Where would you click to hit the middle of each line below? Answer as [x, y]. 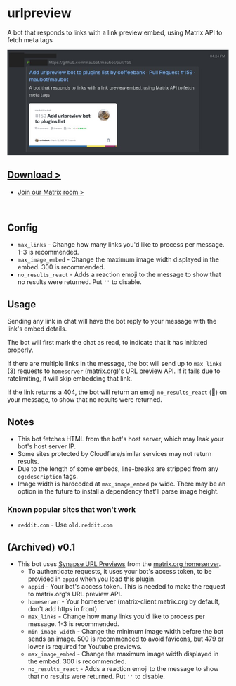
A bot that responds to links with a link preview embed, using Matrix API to [115, 32]
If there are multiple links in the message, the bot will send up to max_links [115, 364]
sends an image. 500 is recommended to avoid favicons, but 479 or [126, 639]
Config [22, 228]
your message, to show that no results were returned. [85, 400]
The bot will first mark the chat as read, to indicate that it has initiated [107, 343]
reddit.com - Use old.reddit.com [65, 525]
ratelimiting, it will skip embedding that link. [70, 379]
